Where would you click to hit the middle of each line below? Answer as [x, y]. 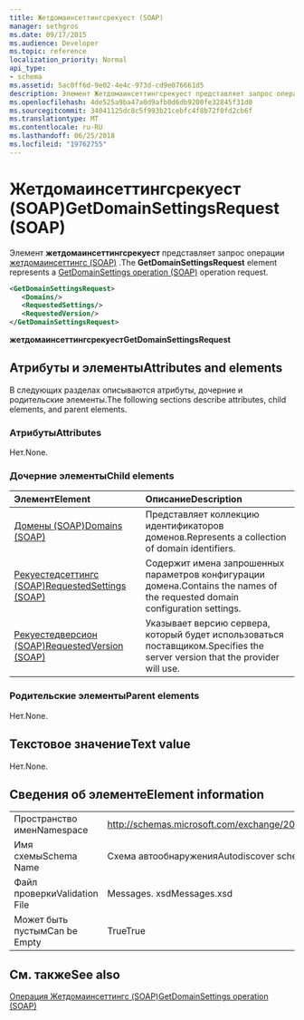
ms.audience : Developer [54, 43]
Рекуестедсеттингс [57, 575]
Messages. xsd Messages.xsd [170, 894]
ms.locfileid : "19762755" [58, 144]
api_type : [28, 69]
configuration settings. [193, 608]
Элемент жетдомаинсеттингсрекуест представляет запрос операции [147, 253]
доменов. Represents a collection [216, 538]
